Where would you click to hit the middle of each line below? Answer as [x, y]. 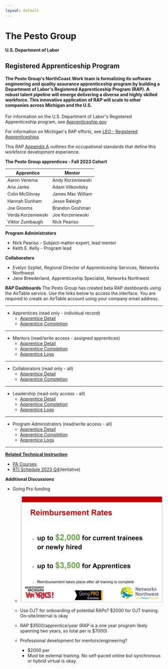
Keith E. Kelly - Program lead [42, 248]
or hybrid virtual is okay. [52, 661]
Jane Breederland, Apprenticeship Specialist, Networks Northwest [81, 278]
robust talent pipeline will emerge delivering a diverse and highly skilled [81, 95]
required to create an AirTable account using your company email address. [82, 298]
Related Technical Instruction [36, 454]
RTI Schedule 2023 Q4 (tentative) [46, 469]
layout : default [22, 11]
